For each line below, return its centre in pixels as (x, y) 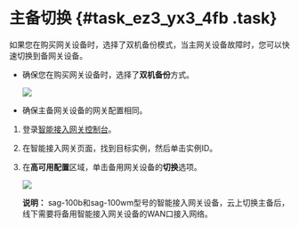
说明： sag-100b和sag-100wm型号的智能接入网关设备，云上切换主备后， (156, 202)
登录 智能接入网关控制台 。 (69, 129)
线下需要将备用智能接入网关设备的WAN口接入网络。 (117, 214)
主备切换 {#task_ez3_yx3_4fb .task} (143, 18)
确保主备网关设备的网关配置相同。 (85, 110)
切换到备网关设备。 (52, 55)
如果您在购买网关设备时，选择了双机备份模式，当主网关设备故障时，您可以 (145, 45)
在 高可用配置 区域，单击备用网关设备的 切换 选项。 (112, 166)
